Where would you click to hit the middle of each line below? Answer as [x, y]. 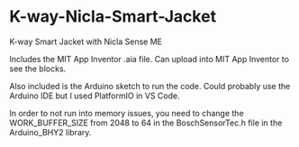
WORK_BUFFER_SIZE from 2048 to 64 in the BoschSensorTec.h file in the [146, 123]
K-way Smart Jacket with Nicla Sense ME [86, 41]
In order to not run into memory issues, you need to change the [127, 113]
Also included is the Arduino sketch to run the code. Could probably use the [150, 86]
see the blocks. [38, 69]
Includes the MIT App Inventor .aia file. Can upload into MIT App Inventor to [149, 59]
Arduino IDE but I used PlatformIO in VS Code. [95, 96]
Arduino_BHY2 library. [50, 132]
